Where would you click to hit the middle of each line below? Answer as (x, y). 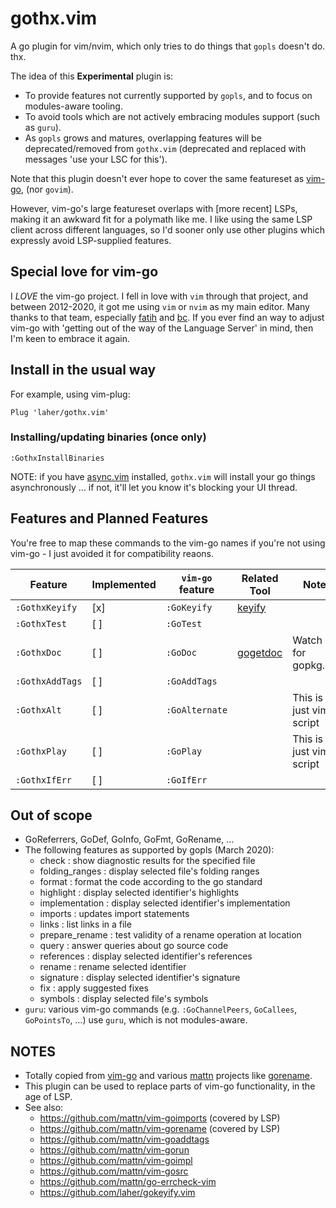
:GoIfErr (186, 780)
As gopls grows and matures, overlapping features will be (143, 138)
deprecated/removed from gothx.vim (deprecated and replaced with (165, 148)
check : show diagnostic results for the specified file (147, 861)
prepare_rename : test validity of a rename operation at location (170, 935)
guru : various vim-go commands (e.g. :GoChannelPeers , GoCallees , (161, 1009)
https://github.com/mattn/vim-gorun (114, 1150)
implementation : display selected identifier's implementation (165, 903)
